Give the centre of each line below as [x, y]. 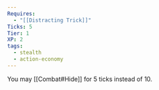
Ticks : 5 [20, 27]
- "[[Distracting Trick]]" [52, 20]
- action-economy [39, 59]
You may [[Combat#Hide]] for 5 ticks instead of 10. [80, 79]
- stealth [27, 53]
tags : [15, 46]
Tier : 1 [18, 33]
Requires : [22, 14]
